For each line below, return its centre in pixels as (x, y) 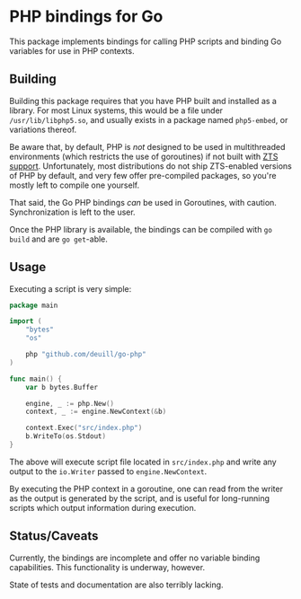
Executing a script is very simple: (71, 288)
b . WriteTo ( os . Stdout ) (66, 436)
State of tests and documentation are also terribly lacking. (116, 585)
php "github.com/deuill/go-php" (86, 355)
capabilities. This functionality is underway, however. (107, 567)
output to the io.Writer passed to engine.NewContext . (108, 471)
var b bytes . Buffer (62, 387)
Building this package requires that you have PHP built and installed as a (143, 101)
